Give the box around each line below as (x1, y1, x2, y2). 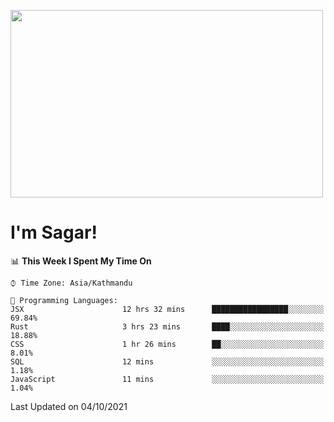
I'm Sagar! (10, 221, 98, 244)
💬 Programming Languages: (10, 295, 118, 305)
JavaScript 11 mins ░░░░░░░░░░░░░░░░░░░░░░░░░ (10, 374, 325, 384)
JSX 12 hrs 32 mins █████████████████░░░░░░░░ (10, 304, 325, 314)
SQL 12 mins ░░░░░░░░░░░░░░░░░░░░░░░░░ (10, 356, 325, 367)
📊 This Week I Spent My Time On (10, 255, 152, 267)
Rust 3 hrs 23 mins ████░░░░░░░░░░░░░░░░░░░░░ (10, 321, 325, 332)
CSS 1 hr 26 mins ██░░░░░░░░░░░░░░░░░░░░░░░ (10, 339, 325, 349)
